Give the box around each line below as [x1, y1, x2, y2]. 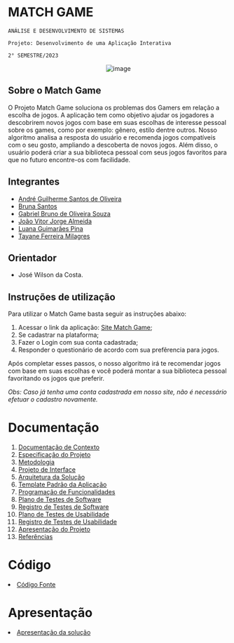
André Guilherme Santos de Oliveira [18, 194, 122, 203]
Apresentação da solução [17, 628, 91, 636]
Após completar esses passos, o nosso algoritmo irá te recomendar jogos [8, 359, 221, 368]
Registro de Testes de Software [18, 503, 109, 511]
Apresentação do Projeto [18, 525, 90, 533]
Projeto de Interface [18, 465, 76, 474]
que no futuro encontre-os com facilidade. [8, 155, 131, 164]
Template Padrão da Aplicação [18, 480, 107, 489]
